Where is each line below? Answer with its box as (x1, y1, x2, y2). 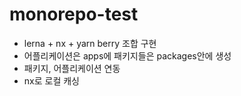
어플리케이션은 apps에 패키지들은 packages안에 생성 (23, 49, 232, 62)
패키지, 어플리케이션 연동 (23, 62, 121, 74)
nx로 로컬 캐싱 (23, 74, 80, 87)
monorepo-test (9, 3, 139, 26)
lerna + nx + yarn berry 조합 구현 (23, 37, 157, 49)
